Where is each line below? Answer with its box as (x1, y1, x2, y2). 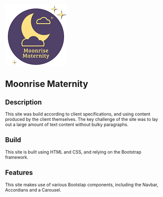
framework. (5, 154, 29, 160)
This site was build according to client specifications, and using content (5, 111, 151, 117)
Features (5, 168, 33, 177)
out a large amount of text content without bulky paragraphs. (5, 121, 129, 127)
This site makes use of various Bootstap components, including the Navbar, (5, 182, 159, 188)
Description (5, 98, 42, 106)
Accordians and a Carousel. (5, 187, 62, 193)
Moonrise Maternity (5, 79, 89, 90)
